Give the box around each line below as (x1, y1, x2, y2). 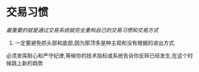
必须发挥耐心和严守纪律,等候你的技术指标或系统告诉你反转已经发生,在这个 (6, 52, 188, 59)
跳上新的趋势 (11, 59, 43, 67)
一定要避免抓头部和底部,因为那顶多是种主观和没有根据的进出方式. (14, 39, 176, 46)
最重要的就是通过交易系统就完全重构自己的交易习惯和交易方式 (6, 26, 159, 34)
